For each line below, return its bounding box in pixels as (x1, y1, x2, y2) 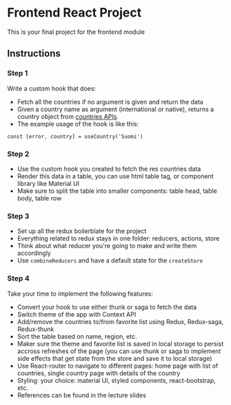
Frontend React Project (7, 5, 142, 21)
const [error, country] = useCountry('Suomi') (7, 133, 143, 140)
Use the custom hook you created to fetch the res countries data (17, 164, 201, 173)
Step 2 (7, 149, 30, 158)
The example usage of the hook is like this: (17, 120, 139, 128)
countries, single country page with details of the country (17, 368, 181, 377)
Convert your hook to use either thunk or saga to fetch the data (17, 303, 197, 311)
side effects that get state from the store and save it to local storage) (17, 354, 212, 362)
